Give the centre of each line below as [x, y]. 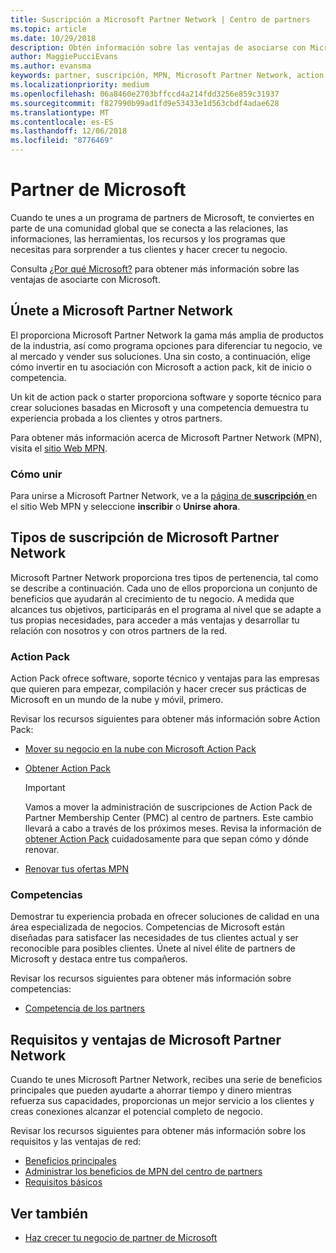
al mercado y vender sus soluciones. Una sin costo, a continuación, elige [160, 356]
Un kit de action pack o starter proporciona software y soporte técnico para [166, 397]
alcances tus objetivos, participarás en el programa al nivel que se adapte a [166, 609]
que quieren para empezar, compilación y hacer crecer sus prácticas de [158, 689]
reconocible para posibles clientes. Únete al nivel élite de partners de [153, 948]
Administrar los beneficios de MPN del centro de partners [143, 1172]
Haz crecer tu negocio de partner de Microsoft [121, 1238]
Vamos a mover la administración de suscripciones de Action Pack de [168, 807]
